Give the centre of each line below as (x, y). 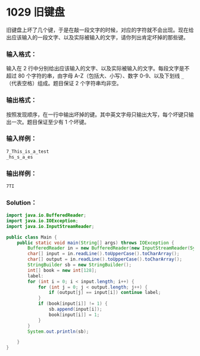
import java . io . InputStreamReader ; (50, 226)
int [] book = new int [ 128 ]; (62, 270)
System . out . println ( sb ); (58, 332)
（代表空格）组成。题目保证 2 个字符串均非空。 (64, 83)
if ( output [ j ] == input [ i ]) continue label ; (105, 293)
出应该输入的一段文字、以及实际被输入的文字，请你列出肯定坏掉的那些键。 (97, 37)
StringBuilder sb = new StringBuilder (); (80, 265)
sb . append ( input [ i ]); (75, 309)
